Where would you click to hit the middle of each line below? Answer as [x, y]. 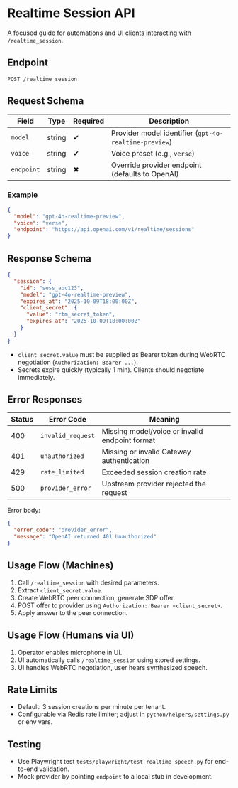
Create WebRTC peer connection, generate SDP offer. [96, 597]
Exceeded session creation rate [154, 472]
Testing [24, 744]
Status [22, 420]
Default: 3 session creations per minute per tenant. [92, 707]
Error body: [24, 511]
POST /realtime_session [42, 79]
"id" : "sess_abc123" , [52, 288]
